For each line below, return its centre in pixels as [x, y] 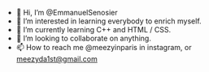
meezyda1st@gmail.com [57, 59]
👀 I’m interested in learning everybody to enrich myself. [109, 21]
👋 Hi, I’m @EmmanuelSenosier [67, 13]
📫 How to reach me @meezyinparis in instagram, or [104, 47]
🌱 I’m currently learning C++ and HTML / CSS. [94, 30]
